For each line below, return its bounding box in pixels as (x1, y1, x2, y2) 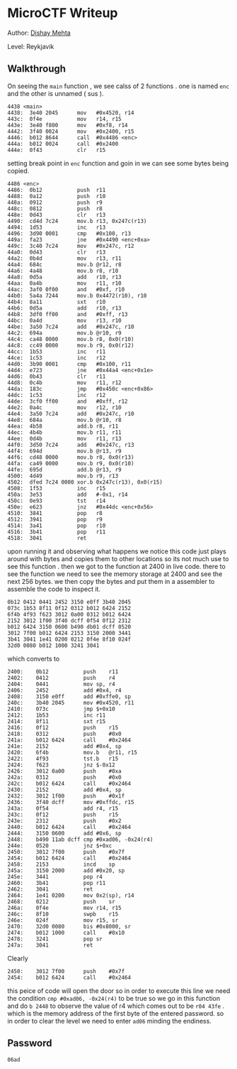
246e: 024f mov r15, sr (7, 916, 119, 924)
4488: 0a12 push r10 (7, 192, 106, 200)
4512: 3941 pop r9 (7, 516, 103, 523)
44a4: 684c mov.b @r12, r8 (7, 261, 122, 268)
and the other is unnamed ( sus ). (7, 89, 104, 97)
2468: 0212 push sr (7, 898, 115, 905)
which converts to (7, 654, 60, 663)
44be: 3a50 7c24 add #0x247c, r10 (7, 323, 134, 330)
